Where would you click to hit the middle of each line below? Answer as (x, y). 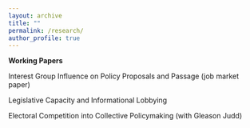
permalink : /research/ (46, 30)
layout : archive (35, 16)
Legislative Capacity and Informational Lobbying (88, 100)
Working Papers (36, 61)
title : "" (25, 23)
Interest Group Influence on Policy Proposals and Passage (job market (124, 76)
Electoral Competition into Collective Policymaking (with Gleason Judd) (125, 116)
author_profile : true (44, 38)
